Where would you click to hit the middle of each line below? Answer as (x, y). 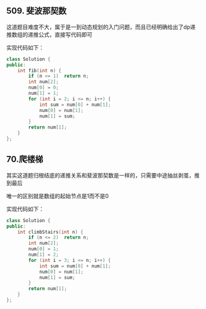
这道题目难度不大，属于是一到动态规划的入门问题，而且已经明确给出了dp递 (101, 27)
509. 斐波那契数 (36, 11)
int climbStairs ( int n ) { (51, 232)
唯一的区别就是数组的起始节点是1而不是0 (58, 196)
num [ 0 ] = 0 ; (44, 87)
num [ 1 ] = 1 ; (44, 94)
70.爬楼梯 (25, 159)
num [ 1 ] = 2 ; (44, 255)
